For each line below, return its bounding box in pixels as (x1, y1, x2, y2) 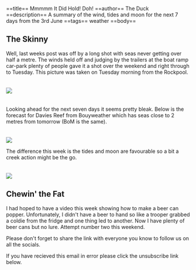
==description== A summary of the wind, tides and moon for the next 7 (6, 11, 178, 18)
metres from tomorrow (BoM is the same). (6, 118, 107, 125)
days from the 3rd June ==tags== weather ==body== (6, 18, 136, 24)
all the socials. (6, 241, 41, 248)
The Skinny (6, 35, 49, 45)
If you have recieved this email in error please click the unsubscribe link (6, 252, 179, 259)
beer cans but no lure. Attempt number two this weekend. (6, 223, 145, 230)
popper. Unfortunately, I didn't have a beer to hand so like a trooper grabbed (6, 211, 190, 218)
